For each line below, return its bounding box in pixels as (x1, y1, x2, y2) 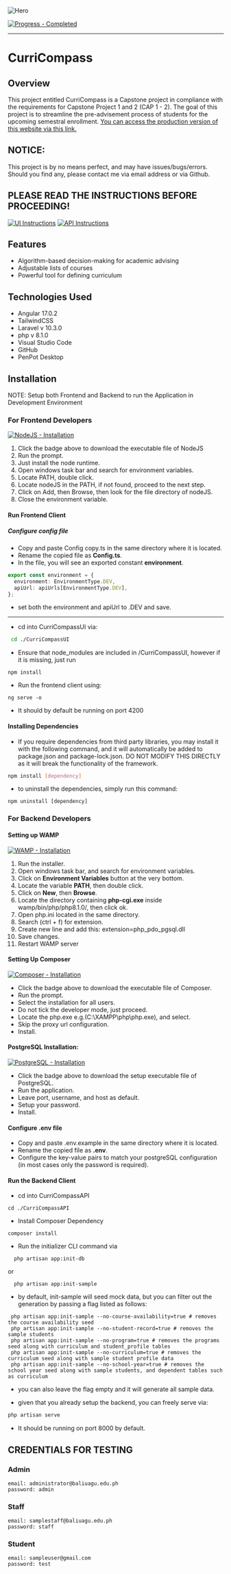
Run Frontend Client (8, 511, 66, 519)
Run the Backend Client (8, 1176, 76, 1185)
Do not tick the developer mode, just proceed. (17, 1005, 148, 1013)
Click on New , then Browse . (17, 888, 98, 897)
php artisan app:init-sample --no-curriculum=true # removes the (10, 1349, 202, 1356)
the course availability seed (8, 1319, 95, 1326)
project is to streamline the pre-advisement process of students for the (8, 110, 208, 118)
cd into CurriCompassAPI (17, 1192, 90, 1200)
